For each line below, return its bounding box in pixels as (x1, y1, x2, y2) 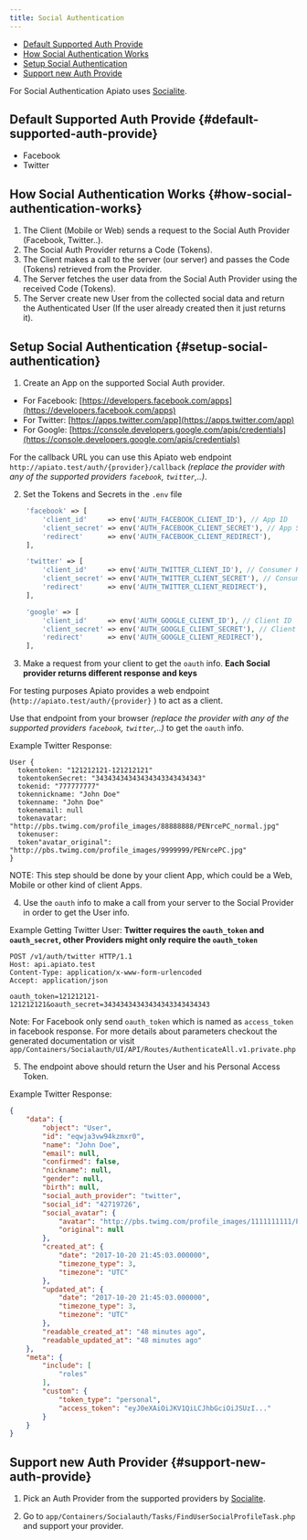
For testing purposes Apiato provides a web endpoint (9, 685, 210, 696)
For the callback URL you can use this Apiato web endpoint (9, 451, 232, 462)
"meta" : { (26, 1353, 64, 1362)
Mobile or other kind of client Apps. (9, 879, 143, 891)
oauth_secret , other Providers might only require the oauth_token (9, 934, 259, 946)
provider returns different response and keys (22, 668, 198, 679)
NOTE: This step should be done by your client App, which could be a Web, (9, 870, 293, 881)
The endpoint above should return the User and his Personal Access (22, 1061, 281, 1072)
